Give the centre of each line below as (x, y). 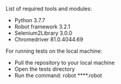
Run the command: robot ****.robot (58, 75)
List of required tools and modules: (49, 9)
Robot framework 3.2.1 (42, 27)
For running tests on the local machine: (54, 51)
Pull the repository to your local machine (64, 63)
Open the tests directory (45, 69)
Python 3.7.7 (30, 20)
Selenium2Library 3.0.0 (43, 33)
